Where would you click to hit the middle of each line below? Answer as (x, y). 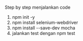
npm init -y (23, 17)
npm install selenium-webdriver (45, 23)
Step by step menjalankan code (38, 7)
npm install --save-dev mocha (44, 28)
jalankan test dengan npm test (44, 33)
